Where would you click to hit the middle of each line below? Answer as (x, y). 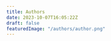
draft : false (23, 23)
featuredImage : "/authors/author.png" (56, 29)
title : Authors (26, 12)
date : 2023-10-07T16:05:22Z (42, 17)
